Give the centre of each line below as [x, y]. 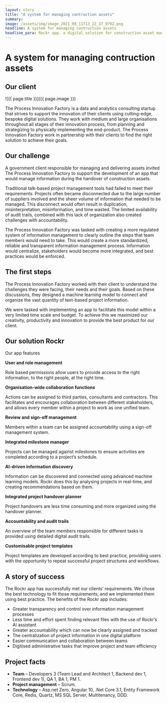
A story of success [35, 576]
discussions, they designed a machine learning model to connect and [76, 295]
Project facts [25, 662]
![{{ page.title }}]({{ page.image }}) [41, 99]
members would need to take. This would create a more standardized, [77, 240]
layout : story [20, 10]
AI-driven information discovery [39, 467]
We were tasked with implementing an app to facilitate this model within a [80, 310]
